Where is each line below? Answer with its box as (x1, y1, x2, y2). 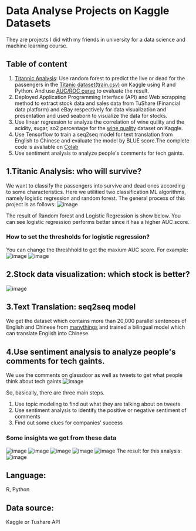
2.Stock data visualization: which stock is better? (6, 270, 191, 280)
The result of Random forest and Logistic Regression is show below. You (6, 212, 181, 219)
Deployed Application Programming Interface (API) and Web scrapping (14, 93, 186, 100)
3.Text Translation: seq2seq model (6, 302, 136, 312)
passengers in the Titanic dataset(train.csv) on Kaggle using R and (14, 81, 176, 88)
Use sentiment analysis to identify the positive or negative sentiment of (14, 407, 187, 414)
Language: (6, 470, 46, 480)
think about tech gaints (6, 378, 62, 385)
